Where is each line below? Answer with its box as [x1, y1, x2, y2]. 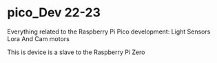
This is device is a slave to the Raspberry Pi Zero [7, 48, 145, 56]
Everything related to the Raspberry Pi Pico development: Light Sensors [7, 27, 211, 36]
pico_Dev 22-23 [7, 5, 101, 21]
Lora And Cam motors [7, 34, 70, 42]
